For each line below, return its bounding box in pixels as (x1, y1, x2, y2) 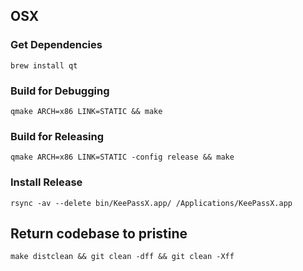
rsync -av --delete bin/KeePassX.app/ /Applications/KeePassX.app (10, 198, 293, 208)
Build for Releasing (10, 129, 105, 143)
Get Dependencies (10, 38, 103, 52)
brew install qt (10, 60, 78, 71)
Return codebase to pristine (10, 225, 188, 242)
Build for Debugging (10, 84, 110, 98)
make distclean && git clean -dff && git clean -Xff (10, 252, 235, 262)
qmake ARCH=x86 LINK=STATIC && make (10, 106, 163, 116)
